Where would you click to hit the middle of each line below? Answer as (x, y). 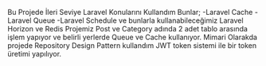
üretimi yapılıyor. (34, 54)
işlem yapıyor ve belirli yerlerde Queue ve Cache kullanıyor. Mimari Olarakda (133, 37)
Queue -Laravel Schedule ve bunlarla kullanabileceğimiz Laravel (138, 20)
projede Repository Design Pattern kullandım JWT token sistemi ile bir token (132, 46)
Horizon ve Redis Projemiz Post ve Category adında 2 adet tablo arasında (128, 29)
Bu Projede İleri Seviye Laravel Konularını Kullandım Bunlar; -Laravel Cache (130, 12)
